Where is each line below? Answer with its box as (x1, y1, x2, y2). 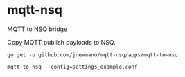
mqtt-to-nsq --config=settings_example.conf (7, 63, 138, 70)
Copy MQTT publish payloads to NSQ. (7, 38, 116, 46)
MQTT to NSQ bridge (7, 25, 68, 33)
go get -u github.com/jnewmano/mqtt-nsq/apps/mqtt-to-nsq (7, 51, 178, 58)
